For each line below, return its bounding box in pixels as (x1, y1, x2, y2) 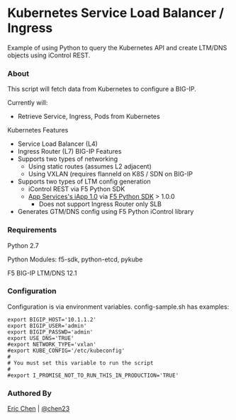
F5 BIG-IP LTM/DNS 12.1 (7, 268, 77, 277)
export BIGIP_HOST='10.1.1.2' (7, 316, 97, 323)
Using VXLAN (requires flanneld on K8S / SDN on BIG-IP (28, 170, 193, 178)
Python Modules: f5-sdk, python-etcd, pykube (7, 255, 143, 263)
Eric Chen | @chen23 (7, 404, 70, 413)
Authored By (7, 388, 52, 398)
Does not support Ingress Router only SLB (38, 200, 162, 208)
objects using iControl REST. (7, 51, 91, 59)
